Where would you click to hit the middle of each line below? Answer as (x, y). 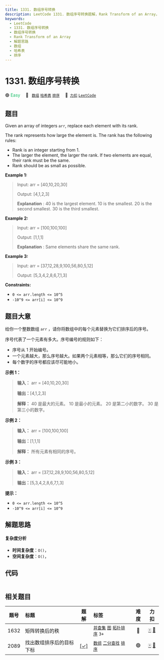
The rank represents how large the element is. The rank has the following (79, 135)
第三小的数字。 (32, 409)
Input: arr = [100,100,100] (42, 228)
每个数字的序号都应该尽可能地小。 (46, 362)
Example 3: (17, 256)
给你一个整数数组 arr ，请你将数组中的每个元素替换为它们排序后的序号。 (78, 329)
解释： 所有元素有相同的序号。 (48, 451)
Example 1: (16, 175)
